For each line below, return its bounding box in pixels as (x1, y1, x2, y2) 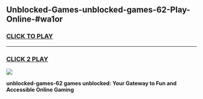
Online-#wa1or (6, 14, 63, 25)
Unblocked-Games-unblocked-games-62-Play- (6, 5, 190, 15)
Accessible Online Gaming (6, 86, 74, 93)
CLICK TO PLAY (6, 32, 53, 41)
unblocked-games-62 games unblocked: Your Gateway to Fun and (6, 79, 177, 86)
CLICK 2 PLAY (6, 55, 48, 63)
